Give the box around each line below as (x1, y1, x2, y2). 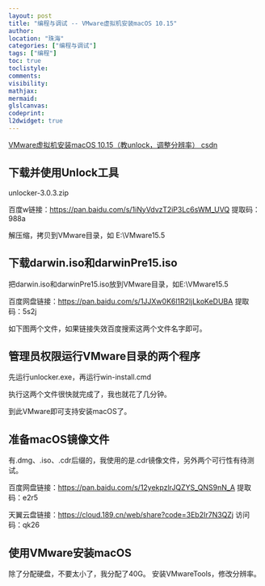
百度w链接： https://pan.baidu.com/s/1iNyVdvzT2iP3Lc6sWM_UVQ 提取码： (8, 204, 260, 214)
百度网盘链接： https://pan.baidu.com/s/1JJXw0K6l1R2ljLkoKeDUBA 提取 (8, 296, 250, 306)
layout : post (8, 11, 53, 20)
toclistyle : (8, 65, 48, 73)
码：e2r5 (8, 493, 39, 503)
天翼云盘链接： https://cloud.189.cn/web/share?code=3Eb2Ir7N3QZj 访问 (8, 510, 250, 520)
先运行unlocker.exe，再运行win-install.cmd (8, 372, 152, 382)
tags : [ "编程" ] (8, 49, 57, 57)
